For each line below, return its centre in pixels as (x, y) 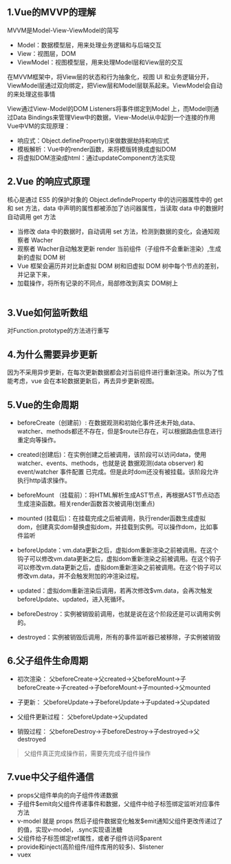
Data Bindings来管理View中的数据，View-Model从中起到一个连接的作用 (114, 117)
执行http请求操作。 (44, 480)
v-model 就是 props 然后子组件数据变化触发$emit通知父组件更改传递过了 (120, 821)
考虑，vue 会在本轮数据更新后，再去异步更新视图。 (85, 381)
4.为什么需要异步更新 (52, 354)
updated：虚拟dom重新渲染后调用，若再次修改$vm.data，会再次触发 (115, 590)
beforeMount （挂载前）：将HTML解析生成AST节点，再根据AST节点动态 (119, 495)
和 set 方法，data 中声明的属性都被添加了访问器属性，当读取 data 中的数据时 (115, 208)
